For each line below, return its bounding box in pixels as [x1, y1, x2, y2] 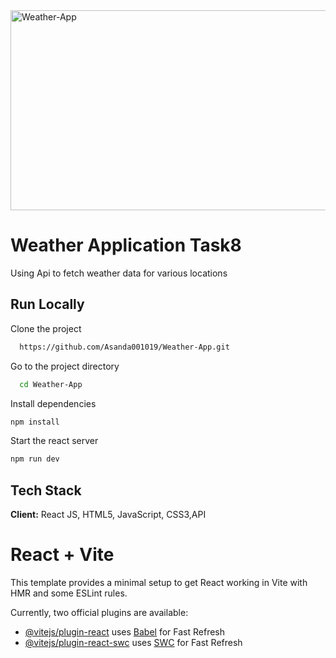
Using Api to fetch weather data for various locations [10, 267, 228, 279]
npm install [10, 417, 60, 427]
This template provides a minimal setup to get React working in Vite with [10, 577, 308, 588]
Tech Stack [10, 482, 82, 499]
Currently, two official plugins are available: [10, 607, 189, 618]
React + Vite [10, 544, 115, 566]
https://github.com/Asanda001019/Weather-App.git [19, 342, 230, 352]
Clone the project [10, 322, 82, 334]
